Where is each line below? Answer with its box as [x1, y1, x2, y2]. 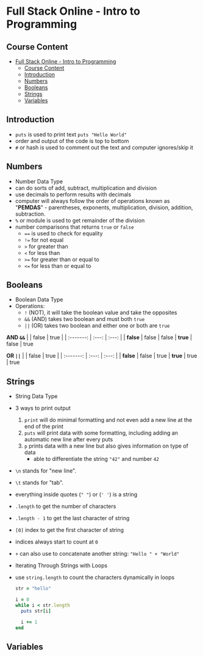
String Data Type [15, 392, 58, 400]
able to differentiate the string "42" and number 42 [33, 455, 160, 463]
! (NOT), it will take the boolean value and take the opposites [24, 309, 178, 316]
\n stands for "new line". [15, 467, 77, 474]
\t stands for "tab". [15, 479, 64, 487]
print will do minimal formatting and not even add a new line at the [24, 416, 193, 424]
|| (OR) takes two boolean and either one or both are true [24, 322, 170, 330]
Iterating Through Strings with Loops [15, 562, 108, 569]
